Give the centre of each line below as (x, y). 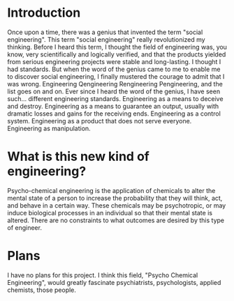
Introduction (44, 13)
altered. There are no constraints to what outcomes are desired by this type (116, 220)
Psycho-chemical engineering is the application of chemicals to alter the (111, 190)
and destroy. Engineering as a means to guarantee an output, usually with (113, 106)
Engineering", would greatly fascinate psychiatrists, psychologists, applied (114, 282)
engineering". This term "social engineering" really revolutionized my (106, 39)
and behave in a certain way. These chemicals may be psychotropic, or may (117, 205)
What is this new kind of (79, 156)
